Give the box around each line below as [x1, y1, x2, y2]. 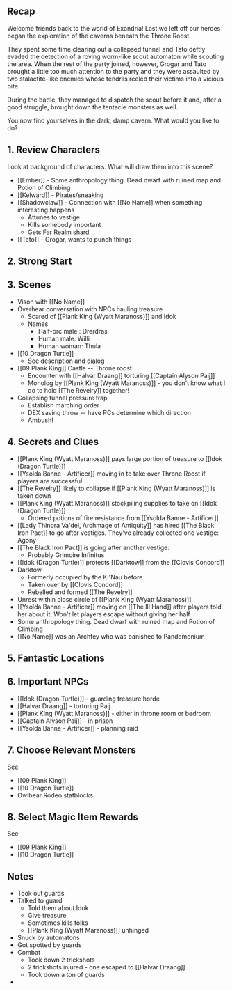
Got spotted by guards [17, 941, 82, 949]
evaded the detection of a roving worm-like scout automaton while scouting [7, 52, 224, 61]
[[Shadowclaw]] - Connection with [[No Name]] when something [17, 198, 203, 206]
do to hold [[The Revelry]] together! [27, 386, 130, 394]
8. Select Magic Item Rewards [7, 811, 139, 823]
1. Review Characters [7, 144, 101, 156]
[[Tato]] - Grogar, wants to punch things [17, 235, 132, 243]
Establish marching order [27, 400, 99, 409]
